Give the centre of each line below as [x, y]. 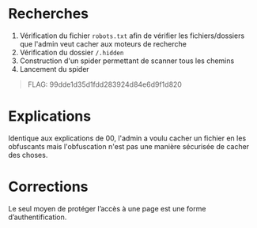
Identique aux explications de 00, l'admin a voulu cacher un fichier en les [127, 138]
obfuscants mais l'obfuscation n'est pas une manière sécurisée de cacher [129, 146]
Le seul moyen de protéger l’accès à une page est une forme [107, 208]
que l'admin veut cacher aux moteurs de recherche [103, 43]
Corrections [48, 187]
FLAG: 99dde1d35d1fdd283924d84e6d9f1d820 [104, 84]
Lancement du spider [54, 69]
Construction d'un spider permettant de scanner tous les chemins [127, 61]
